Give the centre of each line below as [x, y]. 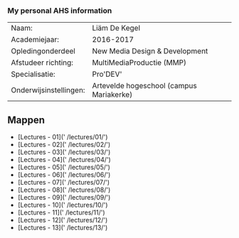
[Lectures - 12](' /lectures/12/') [63, 220]
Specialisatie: [33, 75]
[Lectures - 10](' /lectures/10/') [63, 205]
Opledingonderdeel [43, 51]
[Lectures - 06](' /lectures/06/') [64, 175]
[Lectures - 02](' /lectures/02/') [64, 145]
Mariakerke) [112, 94]
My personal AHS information [60, 11]
